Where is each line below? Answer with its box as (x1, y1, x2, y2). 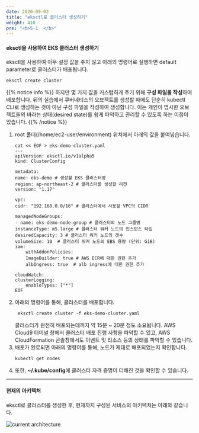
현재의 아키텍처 (6, 387, 41, 394)
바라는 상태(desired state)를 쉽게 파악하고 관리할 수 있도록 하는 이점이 (26, 111, 189, 118)
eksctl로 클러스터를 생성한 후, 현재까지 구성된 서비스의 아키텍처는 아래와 (6, 401, 173, 409)
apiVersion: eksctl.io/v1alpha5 (14, 153, 95, 159)
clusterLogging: (14, 277, 55, 283)
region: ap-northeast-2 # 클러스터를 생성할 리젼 (14, 181, 127, 187)
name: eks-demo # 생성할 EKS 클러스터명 (14, 175, 106, 181)
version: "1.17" (14, 187, 55, 193)
